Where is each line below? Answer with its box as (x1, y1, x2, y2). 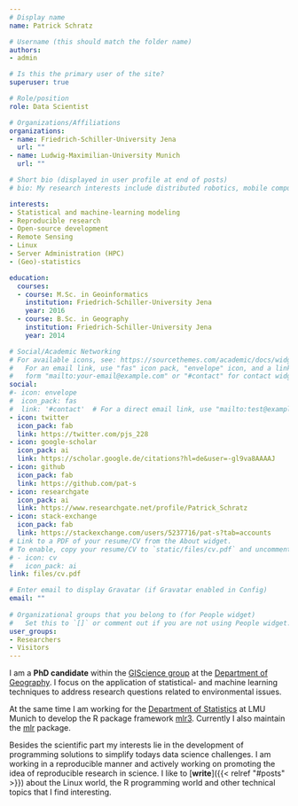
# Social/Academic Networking (9, 347, 122, 356)
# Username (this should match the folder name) (9, 37, 192, 46)
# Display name (9, 12, 66, 22)
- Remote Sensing (9, 232, 74, 242)
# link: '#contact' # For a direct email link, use (9, 404, 213, 413)
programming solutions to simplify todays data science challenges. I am (9, 749, 271, 760)
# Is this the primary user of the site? (9, 70, 165, 79)
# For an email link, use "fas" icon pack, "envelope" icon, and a (9, 364, 272, 372)
